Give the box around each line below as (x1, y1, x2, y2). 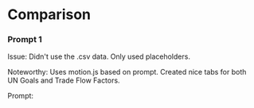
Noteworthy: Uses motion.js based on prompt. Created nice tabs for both (7, 67, 247, 77)
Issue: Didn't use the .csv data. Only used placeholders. (7, 52, 190, 61)
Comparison (7, 6, 92, 24)
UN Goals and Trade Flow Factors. (7, 75, 120, 85)
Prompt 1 (7, 34, 43, 45)
